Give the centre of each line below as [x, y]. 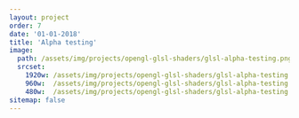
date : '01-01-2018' [45, 34]
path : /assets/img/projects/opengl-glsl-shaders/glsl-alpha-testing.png [155, 59]
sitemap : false [37, 100]
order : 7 [25, 26]
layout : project [39, 17]
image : [21, 51]
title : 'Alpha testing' [53, 42]
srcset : [32, 67]
